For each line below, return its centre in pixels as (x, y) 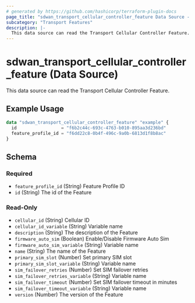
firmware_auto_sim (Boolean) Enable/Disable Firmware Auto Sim (92, 239)
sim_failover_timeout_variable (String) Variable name (80, 288)
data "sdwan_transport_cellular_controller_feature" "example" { (87, 122)
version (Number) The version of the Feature (69, 295)
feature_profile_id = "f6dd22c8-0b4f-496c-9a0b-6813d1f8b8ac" (89, 133)
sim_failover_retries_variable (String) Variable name (80, 276)
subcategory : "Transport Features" (49, 22)
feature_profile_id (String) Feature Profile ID (70, 186)
